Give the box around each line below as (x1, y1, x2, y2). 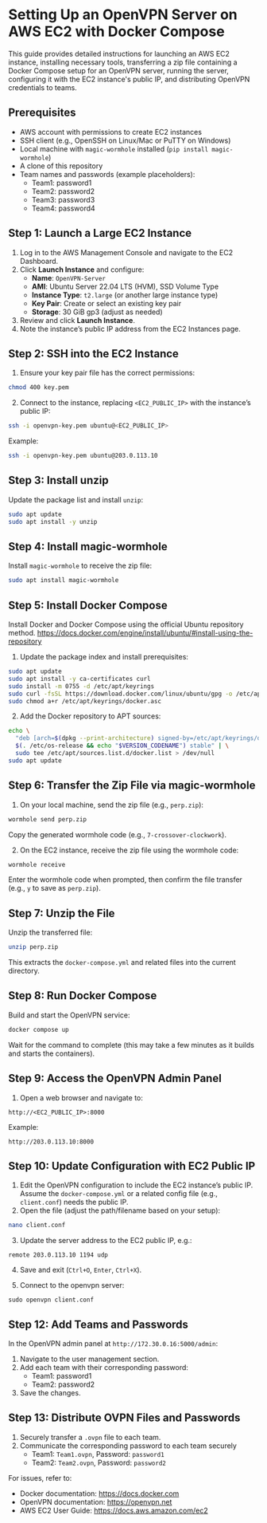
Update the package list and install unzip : (8, 494, 144, 504)
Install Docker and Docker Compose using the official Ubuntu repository (8, 620, 244, 629)
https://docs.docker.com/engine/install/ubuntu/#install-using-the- (37, 628, 253, 638)
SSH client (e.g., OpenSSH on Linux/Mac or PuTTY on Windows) (19, 136, 231, 145)
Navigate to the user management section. (19, 1354, 160, 1364)
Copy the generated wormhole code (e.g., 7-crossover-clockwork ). (8, 829, 226, 839)
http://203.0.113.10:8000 (8, 1138, 94, 1146)
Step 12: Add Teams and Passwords (8, 1317, 189, 1331)
